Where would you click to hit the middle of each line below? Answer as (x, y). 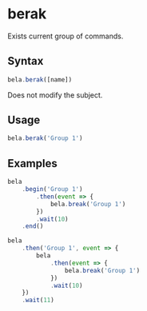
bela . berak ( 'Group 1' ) (45, 138)
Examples (32, 163)
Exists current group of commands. (66, 36)
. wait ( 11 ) (38, 301)
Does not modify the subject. (55, 95)
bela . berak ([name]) (40, 80)
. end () (33, 226)
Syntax (26, 61)
